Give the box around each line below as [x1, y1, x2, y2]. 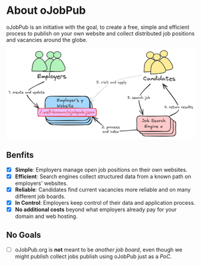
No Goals [6, 230, 41, 240]
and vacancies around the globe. [6, 36, 88, 43]
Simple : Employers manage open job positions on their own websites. [14, 166, 188, 173]
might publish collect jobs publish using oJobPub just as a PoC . [14, 253, 172, 260]
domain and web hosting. [14, 213, 78, 220]
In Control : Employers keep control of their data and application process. [14, 199, 196, 206]
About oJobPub [6, 4, 86, 17]
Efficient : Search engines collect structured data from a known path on [14, 172, 191, 180]
